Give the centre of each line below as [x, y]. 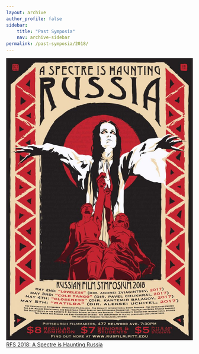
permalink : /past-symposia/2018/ [47, 44]
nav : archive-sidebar [43, 38]
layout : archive [26, 12]
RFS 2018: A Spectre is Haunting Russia [54, 345]
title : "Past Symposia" [46, 31]
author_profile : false [34, 19]
